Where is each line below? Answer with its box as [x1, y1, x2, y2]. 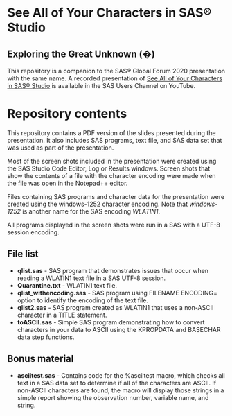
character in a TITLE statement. [17, 311, 107, 319]
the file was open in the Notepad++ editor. [7, 179, 128, 187]
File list [7, 248, 39, 260]
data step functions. [17, 333, 75, 341]
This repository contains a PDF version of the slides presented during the [7, 128, 216, 137]
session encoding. [7, 227, 60, 236]
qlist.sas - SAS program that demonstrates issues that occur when [17, 266, 209, 275]
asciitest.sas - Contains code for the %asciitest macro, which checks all [17, 371, 225, 379]
